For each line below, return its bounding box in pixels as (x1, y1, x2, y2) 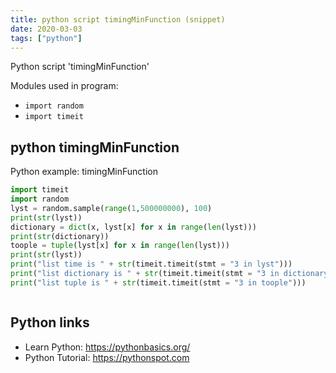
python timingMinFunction (10, 139, 180, 156)
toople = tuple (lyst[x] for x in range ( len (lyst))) (10, 241, 230, 251)
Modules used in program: (10, 80, 119, 92)
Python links (10, 314, 90, 331)
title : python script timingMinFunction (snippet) (10, 14, 226, 25)
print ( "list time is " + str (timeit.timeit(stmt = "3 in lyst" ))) (10, 259, 293, 270)
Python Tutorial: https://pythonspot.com (24, 351, 190, 363)
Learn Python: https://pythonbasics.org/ (24, 341, 191, 353)
